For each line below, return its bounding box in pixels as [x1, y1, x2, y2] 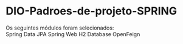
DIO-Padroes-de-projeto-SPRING [5, 4, 178, 18]
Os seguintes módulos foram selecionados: [5, 24, 114, 31]
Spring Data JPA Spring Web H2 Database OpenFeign [5, 30, 140, 37]
